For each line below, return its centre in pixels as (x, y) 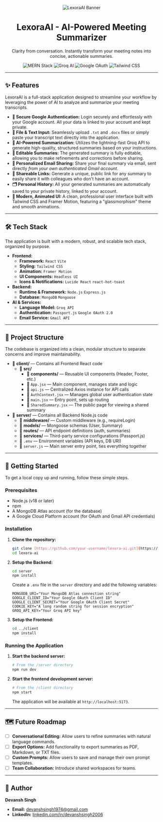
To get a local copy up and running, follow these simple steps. (67, 478)
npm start (22, 692)
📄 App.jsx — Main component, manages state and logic (82, 384)
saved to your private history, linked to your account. (65, 191)
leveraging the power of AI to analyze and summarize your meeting (72, 102)
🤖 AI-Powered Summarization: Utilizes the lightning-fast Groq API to (81, 142)
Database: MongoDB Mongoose (48, 297)
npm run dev (24, 670)
